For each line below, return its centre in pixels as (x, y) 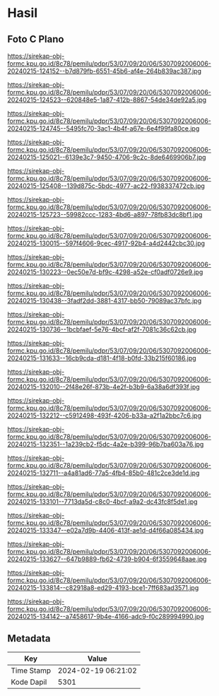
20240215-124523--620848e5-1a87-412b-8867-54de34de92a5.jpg (107, 100)
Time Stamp (31, 671)
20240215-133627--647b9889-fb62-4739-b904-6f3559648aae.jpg (107, 559)
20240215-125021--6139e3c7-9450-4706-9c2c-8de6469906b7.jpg (107, 157)
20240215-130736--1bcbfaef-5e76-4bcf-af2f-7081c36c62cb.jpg (102, 329)
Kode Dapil (29, 682)
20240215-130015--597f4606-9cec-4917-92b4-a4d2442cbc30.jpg (106, 243)
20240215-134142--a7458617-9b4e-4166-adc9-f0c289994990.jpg (106, 617)
